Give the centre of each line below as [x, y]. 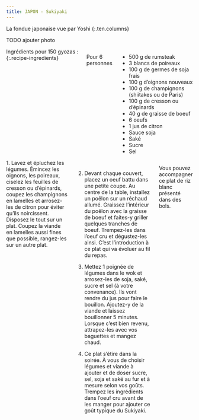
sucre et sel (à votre [109, 285]
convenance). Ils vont [111, 292]
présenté [170, 193]
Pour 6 [94, 56]
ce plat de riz [175, 180]
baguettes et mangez [110, 336]
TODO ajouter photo [31, 40]
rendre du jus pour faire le [116, 298]
